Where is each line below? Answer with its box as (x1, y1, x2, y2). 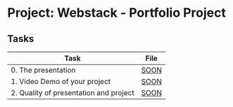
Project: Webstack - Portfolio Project (7, 5, 227, 21)
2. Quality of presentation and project (11, 88, 135, 97)
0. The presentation (11, 65, 76, 75)
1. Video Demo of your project (11, 77, 111, 86)
